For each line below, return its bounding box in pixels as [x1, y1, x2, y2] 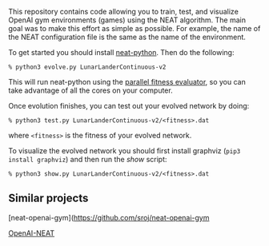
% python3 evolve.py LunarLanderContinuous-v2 [8, 63, 167, 71]
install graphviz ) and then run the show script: [8, 155, 167, 164]
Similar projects [8, 192, 89, 205]
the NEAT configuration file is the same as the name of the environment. [8, 32, 247, 42]
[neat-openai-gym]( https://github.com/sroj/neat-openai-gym [8, 212, 210, 222]
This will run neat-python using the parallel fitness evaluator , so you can [8, 77, 246, 86]
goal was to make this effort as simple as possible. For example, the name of [8, 24, 261, 33]
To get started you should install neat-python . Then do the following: [8, 48, 235, 57]
